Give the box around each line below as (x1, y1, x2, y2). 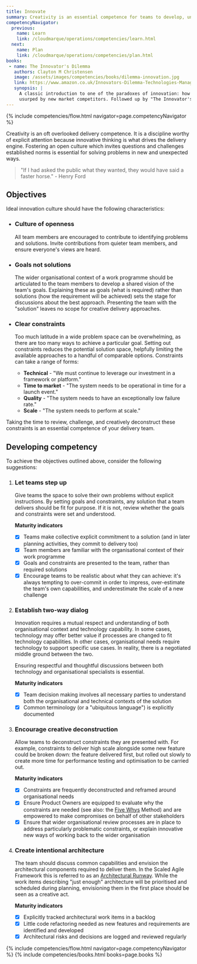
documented (23, 710, 55, 718)
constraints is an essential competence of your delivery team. (6, 425, 155, 432)
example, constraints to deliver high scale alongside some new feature (14, 745, 185, 752)
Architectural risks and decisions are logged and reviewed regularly (23, 933, 186, 940)
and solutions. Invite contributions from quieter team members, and (14, 240, 178, 247)
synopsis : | (13, 85, 43, 91)
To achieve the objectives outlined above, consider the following (6, 457, 162, 465)
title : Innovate (6, 8, 46, 15)
